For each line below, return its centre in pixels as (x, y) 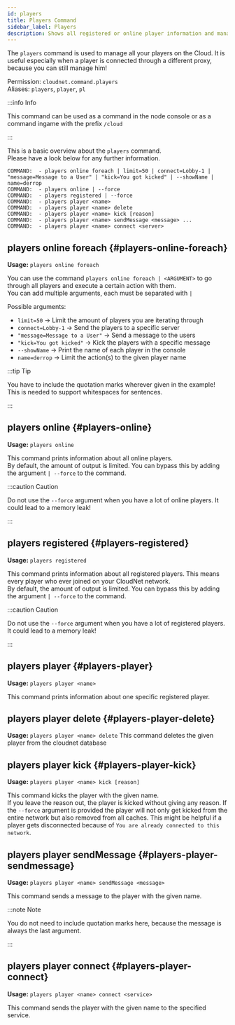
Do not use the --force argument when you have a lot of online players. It (113, 500)
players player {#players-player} (80, 666)
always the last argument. (44, 930)
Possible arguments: (37, 307)
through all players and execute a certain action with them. (92, 286)
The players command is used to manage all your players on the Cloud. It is (116, 53)
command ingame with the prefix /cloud (65, 124)
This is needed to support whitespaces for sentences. (85, 392)
